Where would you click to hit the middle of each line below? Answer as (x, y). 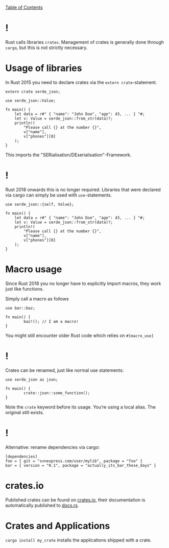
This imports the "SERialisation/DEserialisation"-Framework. (68, 155)
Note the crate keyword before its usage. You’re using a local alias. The (80, 407)
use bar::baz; (20, 308)
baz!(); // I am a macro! (51, 321)
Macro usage (34, 269)
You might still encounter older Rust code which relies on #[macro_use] (80, 335)
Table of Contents (24, 7)
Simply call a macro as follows (37, 299)
